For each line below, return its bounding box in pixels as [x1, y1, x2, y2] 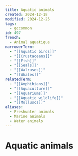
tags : [5, 21, 16, 26]
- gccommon [9, 26, 32, 31]
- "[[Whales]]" [9, 72, 41, 77]
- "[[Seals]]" [9, 63, 39, 68]
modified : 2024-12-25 [5, 16, 50, 21]
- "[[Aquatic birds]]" [9, 49, 57, 54]
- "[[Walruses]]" [9, 68, 46, 73]
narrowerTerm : [5, 44, 35, 49]
